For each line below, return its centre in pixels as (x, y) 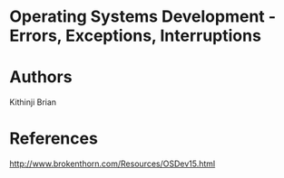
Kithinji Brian (33, 102)
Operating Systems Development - (143, 17)
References (54, 139)
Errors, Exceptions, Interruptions (135, 36)
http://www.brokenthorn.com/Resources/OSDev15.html (113, 164)
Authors (41, 77)
